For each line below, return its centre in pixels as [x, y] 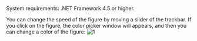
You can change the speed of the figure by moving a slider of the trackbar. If [99, 19]
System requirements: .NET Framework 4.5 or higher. [71, 8]
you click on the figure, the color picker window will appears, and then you [96, 26]
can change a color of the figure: [46, 32]
